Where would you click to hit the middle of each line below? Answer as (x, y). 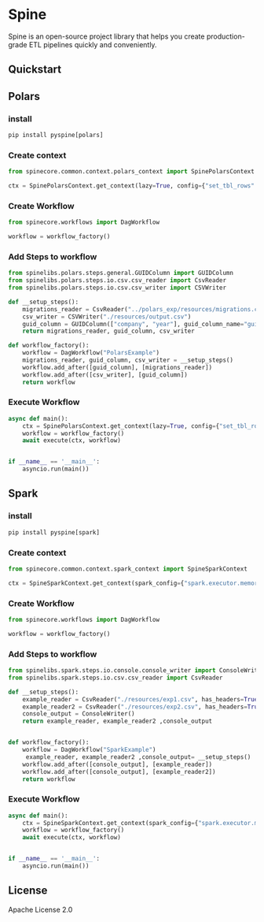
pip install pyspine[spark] (54, 532)
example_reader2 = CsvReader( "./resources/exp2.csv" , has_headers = (135, 707)
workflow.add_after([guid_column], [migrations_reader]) (117, 367)
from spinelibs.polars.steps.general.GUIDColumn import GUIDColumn (121, 273)
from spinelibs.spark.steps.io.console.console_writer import (112, 671)
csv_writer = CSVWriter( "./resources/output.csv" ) (107, 317)
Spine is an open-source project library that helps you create (106, 36)
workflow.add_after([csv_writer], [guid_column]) (105, 375)
